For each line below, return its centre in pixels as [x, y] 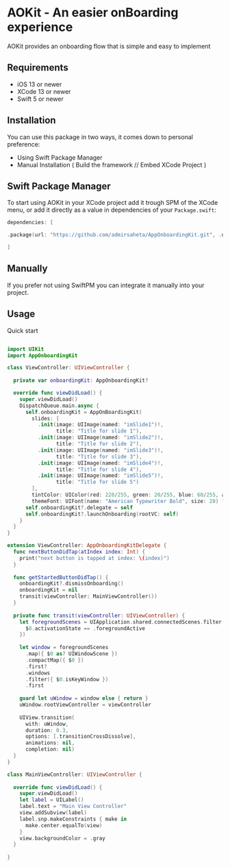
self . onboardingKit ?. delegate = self [79, 508]
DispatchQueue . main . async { [59, 406]
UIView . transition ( [47, 718]
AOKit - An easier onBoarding [93, 13]
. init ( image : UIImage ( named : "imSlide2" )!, [101, 438]
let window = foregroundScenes [64, 648]
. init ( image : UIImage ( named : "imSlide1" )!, [101, 425]
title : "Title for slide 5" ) [97, 482]
